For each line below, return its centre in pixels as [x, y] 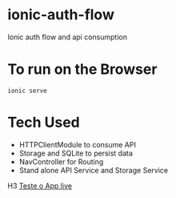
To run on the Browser [82, 69]
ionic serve [27, 91]
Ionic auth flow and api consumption [68, 37]
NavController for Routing [61, 161]
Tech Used [44, 123]
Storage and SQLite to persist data [76, 153]
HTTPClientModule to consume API [78, 144]
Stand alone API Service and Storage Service [94, 170]
